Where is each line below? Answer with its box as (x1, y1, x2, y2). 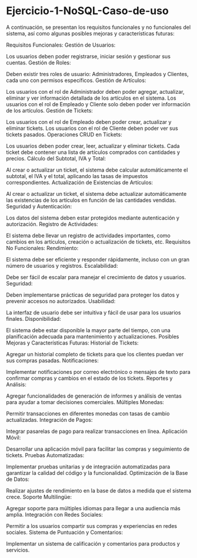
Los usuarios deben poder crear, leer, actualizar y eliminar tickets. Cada (6, 142, 180, 149)
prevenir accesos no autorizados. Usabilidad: (6, 297, 116, 304)
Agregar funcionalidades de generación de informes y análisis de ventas (6, 392, 182, 399)
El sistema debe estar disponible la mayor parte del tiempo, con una (6, 326, 171, 334)
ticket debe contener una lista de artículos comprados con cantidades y (6, 149, 181, 156)
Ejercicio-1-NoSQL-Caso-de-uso (6, 4, 169, 18)
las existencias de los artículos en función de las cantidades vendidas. (6, 196, 176, 203)
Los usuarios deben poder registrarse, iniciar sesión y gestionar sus (6, 52, 171, 60)
